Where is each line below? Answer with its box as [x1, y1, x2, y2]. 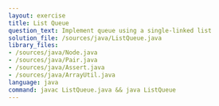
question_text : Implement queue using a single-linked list [8, 26, 213, 34]
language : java [8, 78, 59, 86]
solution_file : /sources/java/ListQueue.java [8, 33, 162, 42]
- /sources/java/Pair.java [8, 57, 98, 65]
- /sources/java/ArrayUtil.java [8, 71, 115, 79]
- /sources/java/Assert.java [8, 64, 105, 72]
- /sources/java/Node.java [8, 49, 98, 57]
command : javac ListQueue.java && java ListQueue [8, 85, 177, 94]
